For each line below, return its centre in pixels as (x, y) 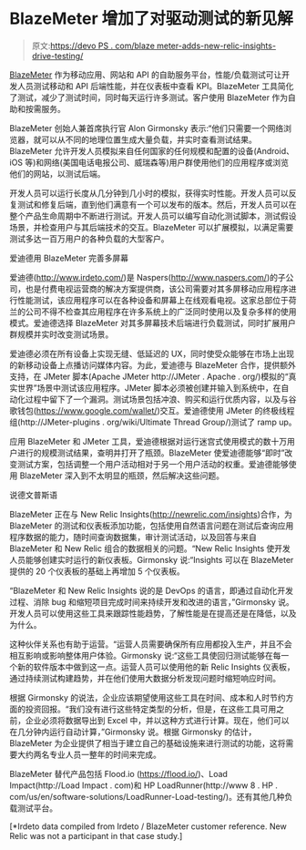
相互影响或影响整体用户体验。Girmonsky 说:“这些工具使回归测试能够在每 (145, 655)
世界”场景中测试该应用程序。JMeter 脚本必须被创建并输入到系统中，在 (149, 387)
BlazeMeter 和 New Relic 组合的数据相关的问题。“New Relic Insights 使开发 (150, 548)
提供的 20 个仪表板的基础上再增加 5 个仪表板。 (97, 571)
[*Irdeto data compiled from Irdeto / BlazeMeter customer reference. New (148, 826)
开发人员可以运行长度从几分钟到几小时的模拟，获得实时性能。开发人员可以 (149, 193)
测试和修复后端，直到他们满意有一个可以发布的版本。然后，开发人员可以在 (157, 204)
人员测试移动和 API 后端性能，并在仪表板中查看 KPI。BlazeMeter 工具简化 (155, 86)
